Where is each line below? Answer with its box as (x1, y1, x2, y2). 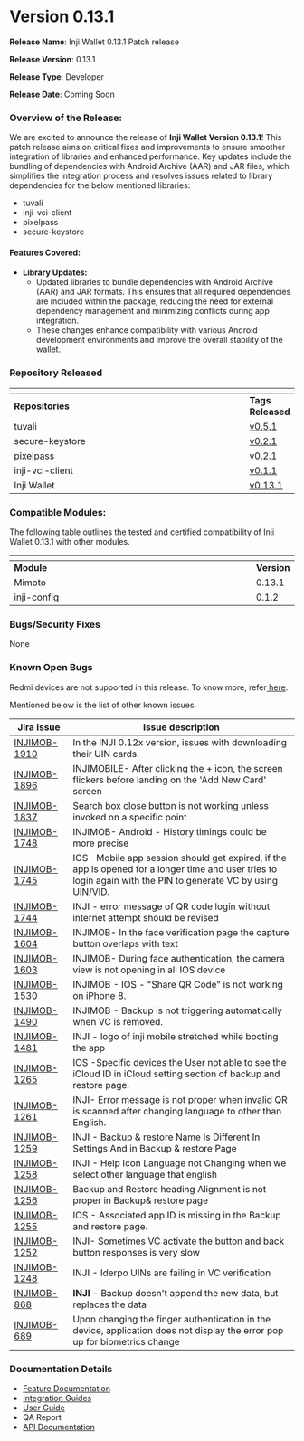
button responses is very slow (71, 1246, 201, 1258)
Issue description (143, 721, 220, 734)
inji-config (14, 591, 60, 603)
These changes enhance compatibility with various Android (35, 325, 258, 336)
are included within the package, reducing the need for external (35, 296, 274, 307)
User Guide (22, 1402, 65, 1413)
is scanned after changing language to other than (71, 1104, 282, 1117)
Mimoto (14, 576, 47, 589)
